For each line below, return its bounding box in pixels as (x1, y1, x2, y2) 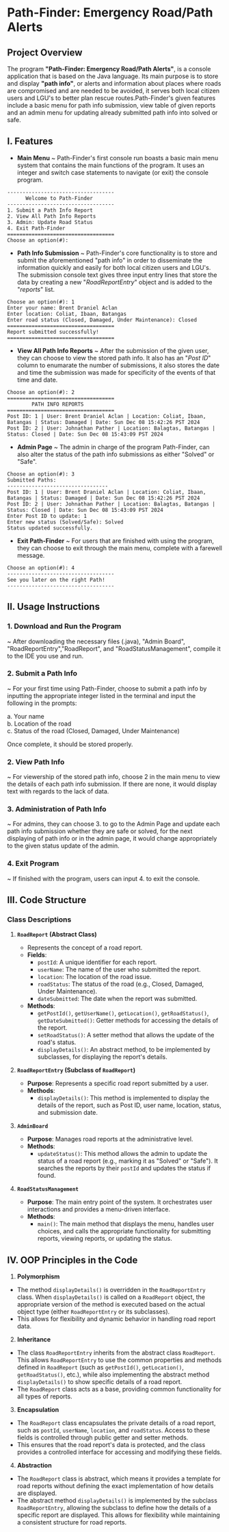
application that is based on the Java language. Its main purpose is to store (7, 72, 219, 80)
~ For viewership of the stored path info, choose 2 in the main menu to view (7, 773, 221, 781)
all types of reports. (16, 1392, 73, 1400)
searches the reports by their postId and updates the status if (37, 1164, 211, 1172)
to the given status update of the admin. (7, 841, 120, 850)
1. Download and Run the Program (7, 621, 122, 631)
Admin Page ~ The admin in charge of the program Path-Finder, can (16, 443, 210, 451)
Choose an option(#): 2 (7, 388, 75, 395)
